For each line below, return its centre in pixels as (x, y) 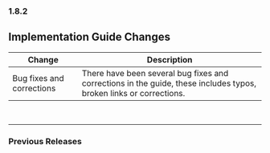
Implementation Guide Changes (90, 37)
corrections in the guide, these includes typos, (169, 83)
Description (170, 59)
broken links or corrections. (133, 93)
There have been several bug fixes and (155, 73)
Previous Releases (45, 141)
